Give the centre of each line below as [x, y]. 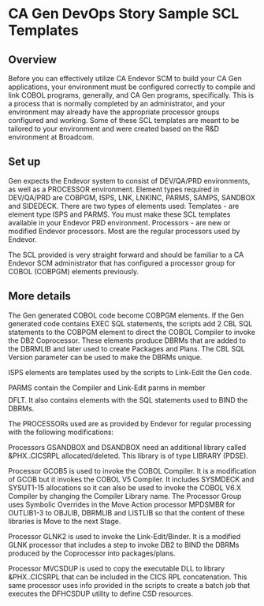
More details [39, 296]
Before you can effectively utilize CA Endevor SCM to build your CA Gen [125, 78]
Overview [33, 59]
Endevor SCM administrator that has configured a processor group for [122, 263]
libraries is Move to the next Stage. [65, 521]
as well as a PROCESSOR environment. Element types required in [114, 189]
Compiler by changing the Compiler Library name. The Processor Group [125, 496]
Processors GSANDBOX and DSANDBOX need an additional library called [127, 447]
